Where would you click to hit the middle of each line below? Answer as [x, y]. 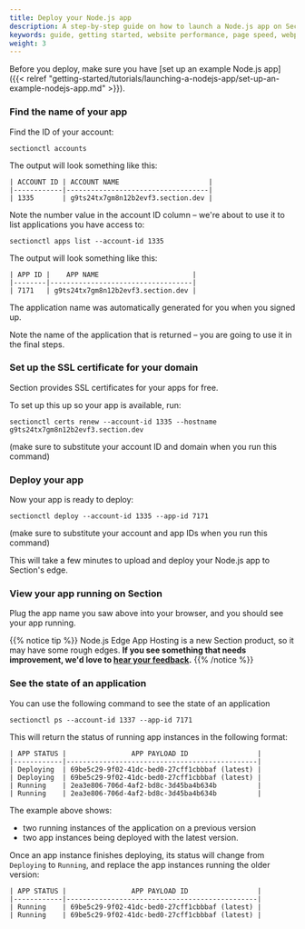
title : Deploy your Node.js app [70, 18]
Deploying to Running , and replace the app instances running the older [140, 864]
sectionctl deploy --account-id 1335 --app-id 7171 [109, 516]
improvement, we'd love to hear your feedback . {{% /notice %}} [132, 660]
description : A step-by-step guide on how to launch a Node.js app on [146, 26]
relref [37, 79]
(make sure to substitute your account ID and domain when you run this [143, 446]
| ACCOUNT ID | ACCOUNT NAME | [111, 182]
